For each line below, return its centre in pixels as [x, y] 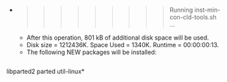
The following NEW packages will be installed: [91, 52]
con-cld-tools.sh [193, 17]
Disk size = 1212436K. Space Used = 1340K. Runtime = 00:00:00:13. [123, 45]
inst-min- [207, 10]
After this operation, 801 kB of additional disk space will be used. [118, 38]
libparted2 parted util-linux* [45, 71]
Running [181, 10]
